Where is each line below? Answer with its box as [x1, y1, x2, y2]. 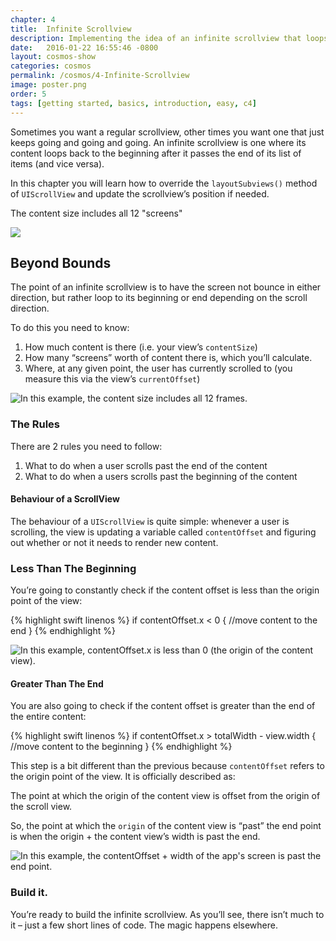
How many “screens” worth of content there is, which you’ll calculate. [24, 352, 313, 364]
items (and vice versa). [10, 157, 105, 170]
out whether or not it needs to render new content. [10, 536, 219, 548]
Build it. [10, 886, 48, 900]
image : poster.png [10, 80, 87, 90]
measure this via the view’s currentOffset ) [24, 373, 201, 385]
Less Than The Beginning [10, 561, 137, 575]
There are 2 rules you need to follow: [10, 440, 163, 452]
